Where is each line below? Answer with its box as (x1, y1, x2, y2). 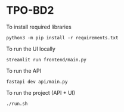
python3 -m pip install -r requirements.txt (6, 35, 119, 41)
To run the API (6, 67, 42, 74)
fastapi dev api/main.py (6, 79, 68, 85)
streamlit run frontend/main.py (6, 57, 86, 63)
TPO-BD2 (6, 4, 54, 17)
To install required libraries (6, 23, 72, 30)
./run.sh (6, 101, 28, 107)
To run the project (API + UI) (6, 89, 76, 96)
